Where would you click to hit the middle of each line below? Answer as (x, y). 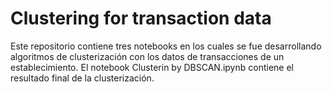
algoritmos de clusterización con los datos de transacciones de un (147, 56)
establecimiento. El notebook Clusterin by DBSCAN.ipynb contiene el (152, 67)
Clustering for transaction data (141, 18)
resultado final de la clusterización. (82, 78)
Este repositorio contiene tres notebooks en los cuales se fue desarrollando (166, 46)
